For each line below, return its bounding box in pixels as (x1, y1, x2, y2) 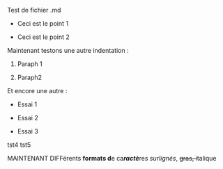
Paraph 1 (17, 60, 43, 68)
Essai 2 (17, 114, 38, 122)
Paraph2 (17, 73, 43, 81)
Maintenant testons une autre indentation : (7, 47, 129, 54)
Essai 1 (17, 100, 37, 108)
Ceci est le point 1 (17, 19, 68, 27)
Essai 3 (17, 127, 38, 135)
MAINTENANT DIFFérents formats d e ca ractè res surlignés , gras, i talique (7, 154, 217, 162)
